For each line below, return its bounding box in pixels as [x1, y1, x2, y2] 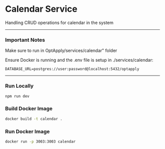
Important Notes [5, 36, 45, 43]
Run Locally [5, 82, 34, 89]
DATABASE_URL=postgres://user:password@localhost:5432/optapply [5, 67, 139, 72]
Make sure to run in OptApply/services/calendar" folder [5, 48, 117, 53]
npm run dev [5, 94, 29, 99]
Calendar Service [5, 3, 78, 15]
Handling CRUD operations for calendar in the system [5, 20, 114, 25]
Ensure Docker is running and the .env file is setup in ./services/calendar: [5, 57, 154, 63]
